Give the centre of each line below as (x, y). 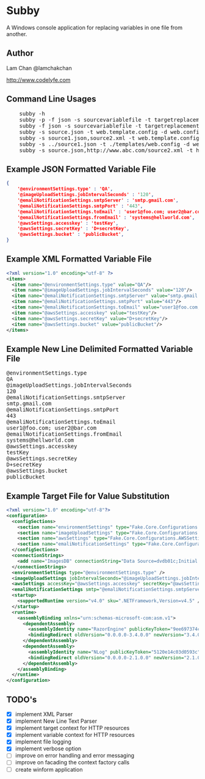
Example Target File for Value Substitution (88, 496)
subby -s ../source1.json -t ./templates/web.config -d (105, 144)
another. (17, 34)
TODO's (22, 699)
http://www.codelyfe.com (38, 79)
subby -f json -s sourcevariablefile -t (81, 126)
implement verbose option (48, 748)
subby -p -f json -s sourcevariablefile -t (85, 119)
